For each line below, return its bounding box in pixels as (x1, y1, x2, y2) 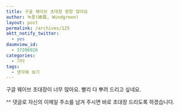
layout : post (6, 19, 38, 25)
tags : (6, 63, 19, 70)
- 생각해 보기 (11, 69, 40, 75)
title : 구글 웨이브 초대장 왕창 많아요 (6, 8, 88, 15)
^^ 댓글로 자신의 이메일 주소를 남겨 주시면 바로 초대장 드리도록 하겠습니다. (6, 99, 175, 106)
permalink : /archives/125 (6, 25, 70, 31)
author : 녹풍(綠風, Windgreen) (6, 14, 79, 20)
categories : (6, 53, 35, 58)
